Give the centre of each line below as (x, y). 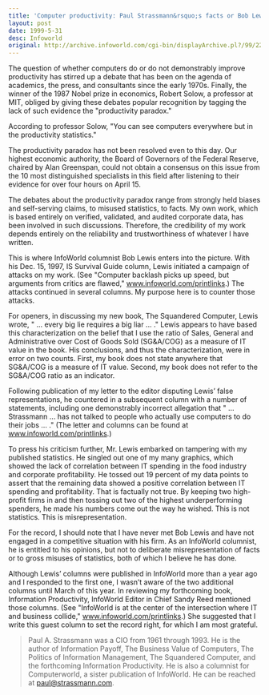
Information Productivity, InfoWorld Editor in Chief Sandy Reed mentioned (129, 599)
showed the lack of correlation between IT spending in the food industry (127, 466)
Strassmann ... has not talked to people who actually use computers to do (130, 416)
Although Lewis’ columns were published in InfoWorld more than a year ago (133, 574)
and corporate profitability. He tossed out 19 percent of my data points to (128, 475)
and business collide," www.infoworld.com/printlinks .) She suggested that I (132, 617)
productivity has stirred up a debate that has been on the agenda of (120, 77)
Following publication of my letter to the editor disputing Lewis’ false (121, 391)
